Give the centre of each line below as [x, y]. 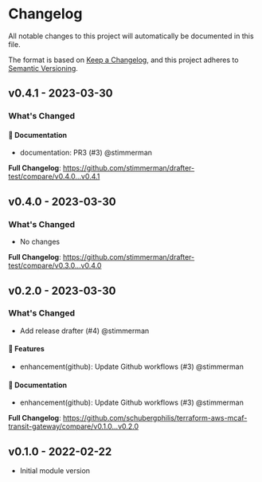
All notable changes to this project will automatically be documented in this [131, 36]
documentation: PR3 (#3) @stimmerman [86, 153]
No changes [40, 242]
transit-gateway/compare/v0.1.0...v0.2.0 [74, 426]
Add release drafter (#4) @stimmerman [84, 331]
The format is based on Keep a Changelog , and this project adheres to [123, 60]
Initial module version [55, 471]
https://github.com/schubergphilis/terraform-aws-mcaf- [155, 418]
